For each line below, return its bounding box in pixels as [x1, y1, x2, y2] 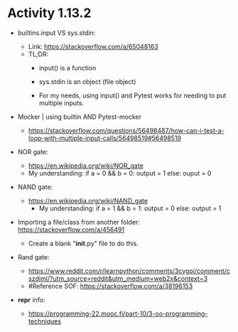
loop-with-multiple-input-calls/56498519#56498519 [28, 134, 182, 142]
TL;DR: [28, 50, 48, 58]
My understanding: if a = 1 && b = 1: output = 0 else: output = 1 [38, 204, 222, 213]
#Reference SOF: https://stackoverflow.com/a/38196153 [28, 282, 193, 290]
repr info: [17, 295, 45, 304]
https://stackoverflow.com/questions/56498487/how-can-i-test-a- [28, 126, 225, 134]
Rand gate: [17, 252, 50, 261]
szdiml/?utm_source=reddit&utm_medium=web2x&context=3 [28, 274, 208, 282]
